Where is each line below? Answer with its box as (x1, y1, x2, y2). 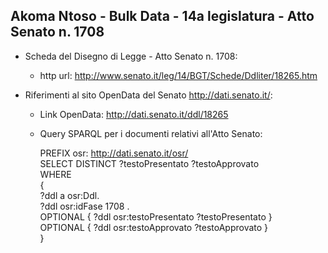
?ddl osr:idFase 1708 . (39, 200, 130, 212)
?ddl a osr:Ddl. (39, 189, 100, 201)
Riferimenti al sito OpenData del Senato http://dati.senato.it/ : (24, 89, 273, 101)
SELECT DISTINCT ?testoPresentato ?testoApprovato (39, 157, 260, 169)
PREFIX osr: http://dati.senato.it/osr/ (39, 147, 189, 159)
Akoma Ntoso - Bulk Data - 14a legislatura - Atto (10, 8, 315, 25)
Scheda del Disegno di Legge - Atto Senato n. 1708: (24, 50, 238, 62)
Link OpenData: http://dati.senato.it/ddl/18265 (39, 108, 229, 120)
